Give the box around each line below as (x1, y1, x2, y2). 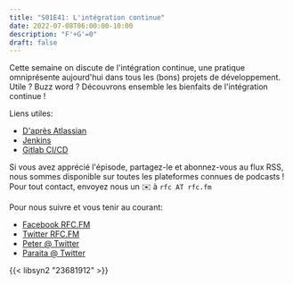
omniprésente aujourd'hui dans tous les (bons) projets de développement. (9, 72, 281, 83)
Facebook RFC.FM (21, 220, 91, 230)
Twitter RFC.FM (21, 229, 80, 239)
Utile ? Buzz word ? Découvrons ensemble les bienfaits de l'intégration (9, 81, 269, 92)
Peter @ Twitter (21, 238, 80, 249)
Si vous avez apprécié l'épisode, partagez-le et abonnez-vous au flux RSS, (9, 162, 284, 172)
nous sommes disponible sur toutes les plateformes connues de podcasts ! (9, 171, 285, 182)
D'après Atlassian (21, 126, 87, 137)
